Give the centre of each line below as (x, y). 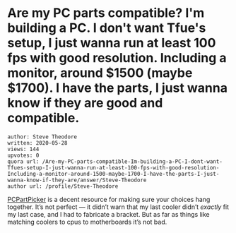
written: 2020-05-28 (38, 143)
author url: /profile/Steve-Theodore (63, 186)
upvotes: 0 (23, 155)
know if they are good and (85, 103)
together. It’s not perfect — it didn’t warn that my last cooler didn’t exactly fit (118, 207)
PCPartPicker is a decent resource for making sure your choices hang (109, 199)
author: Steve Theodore (42, 137)
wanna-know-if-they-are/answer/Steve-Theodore (77, 180)
